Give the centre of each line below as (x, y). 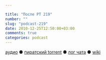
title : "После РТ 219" (29, 14)
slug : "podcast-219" (27, 24)
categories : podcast (27, 38)
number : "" (16, 19)
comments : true (21, 33)
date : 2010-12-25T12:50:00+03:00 (40, 28)
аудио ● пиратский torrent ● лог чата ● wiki (53, 52)
